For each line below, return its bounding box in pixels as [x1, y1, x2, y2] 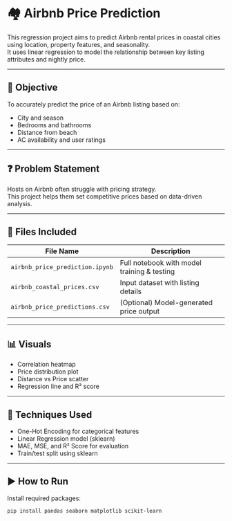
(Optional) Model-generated [119, 298, 213, 308]
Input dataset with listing [119, 278, 200, 288]
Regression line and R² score [17, 382, 100, 391]
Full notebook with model [119, 258, 202, 268]
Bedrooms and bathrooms [17, 120, 92, 129]
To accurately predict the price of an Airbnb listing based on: [7, 100, 180, 108]
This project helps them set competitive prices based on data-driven [7, 192, 202, 201]
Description [151, 246, 191, 256]
